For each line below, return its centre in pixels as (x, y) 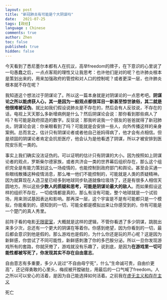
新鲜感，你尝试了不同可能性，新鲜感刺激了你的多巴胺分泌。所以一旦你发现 (81, 240)
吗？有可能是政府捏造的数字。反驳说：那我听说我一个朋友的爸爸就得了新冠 (81, 120)
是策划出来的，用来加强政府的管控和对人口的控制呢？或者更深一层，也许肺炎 (83, 78)
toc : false (16, 42)
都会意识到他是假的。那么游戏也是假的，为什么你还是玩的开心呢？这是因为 (85, 234)
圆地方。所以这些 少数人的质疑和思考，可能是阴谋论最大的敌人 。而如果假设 (81, 186)
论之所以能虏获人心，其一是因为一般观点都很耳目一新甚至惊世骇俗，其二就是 (83, 101)
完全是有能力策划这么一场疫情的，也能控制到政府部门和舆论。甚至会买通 (83, 168)
